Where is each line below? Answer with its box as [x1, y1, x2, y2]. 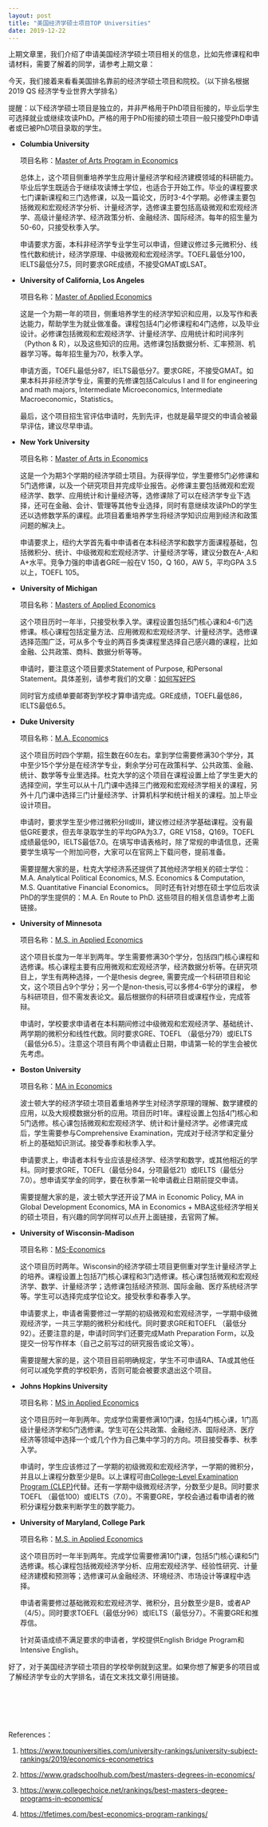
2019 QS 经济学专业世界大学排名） [8, 86, 122, 96]
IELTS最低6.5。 [19, 701, 70, 711]
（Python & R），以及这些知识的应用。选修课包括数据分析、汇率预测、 [19, 339, 249, 348]
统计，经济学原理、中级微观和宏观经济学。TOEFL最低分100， [47, 249, 250, 260]
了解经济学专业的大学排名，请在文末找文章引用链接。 [8, 1672, 183, 1682]
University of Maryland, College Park [19, 1518, 146, 1527]
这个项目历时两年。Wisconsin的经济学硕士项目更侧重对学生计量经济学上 [19, 1261, 258, 1271]
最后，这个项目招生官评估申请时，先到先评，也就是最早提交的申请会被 [19, 411, 251, 421]
